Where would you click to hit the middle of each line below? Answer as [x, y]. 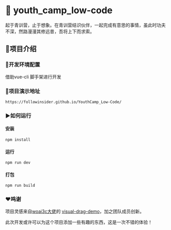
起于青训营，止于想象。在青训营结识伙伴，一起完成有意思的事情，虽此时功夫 [85, 25]
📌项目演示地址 [23, 91]
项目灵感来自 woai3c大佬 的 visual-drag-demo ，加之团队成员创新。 [75, 211]
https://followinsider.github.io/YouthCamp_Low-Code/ [64, 102]
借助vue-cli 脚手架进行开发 [33, 77]
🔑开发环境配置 [23, 64]
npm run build [20, 186]
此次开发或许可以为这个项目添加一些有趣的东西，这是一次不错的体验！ [79, 222]
